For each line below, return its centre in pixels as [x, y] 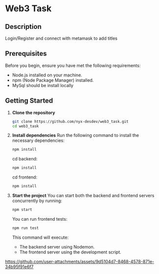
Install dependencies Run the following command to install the [76, 136]
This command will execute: [40, 237]
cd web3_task [25, 126]
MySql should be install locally [43, 85]
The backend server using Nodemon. [57, 247]
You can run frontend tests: [40, 219]
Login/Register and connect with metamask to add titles [61, 38]
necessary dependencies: [38, 140]
